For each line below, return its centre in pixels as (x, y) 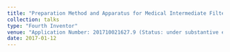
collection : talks (33, 20)
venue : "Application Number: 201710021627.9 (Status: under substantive (113, 32)
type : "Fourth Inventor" (42, 26)
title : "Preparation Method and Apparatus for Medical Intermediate (107, 13)
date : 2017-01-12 (32, 38)
